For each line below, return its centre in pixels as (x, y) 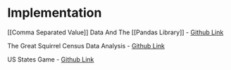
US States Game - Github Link (51, 59)
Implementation (55, 13)
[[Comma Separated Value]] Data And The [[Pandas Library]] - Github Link (115, 32)
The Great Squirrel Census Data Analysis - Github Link (86, 45)
